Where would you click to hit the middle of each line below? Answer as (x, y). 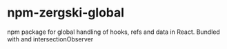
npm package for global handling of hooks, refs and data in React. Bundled (114, 32)
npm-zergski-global (66, 13)
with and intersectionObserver (50, 39)
